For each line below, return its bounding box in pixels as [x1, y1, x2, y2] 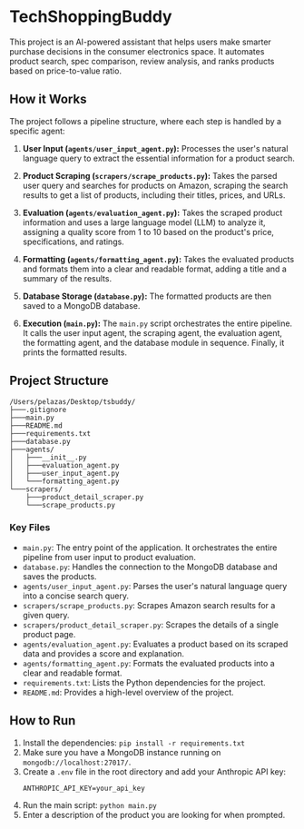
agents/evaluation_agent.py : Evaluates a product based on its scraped [22, 638, 289, 649]
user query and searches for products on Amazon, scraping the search [22, 180, 289, 191]
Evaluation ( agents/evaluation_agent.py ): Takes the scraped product [22, 207, 283, 218]
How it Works [9, 92, 87, 107]
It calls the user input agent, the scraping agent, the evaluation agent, [22, 327, 283, 338]
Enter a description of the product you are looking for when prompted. [22, 809, 286, 820]
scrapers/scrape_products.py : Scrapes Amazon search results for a [22, 599, 276, 610]
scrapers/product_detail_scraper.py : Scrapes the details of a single [22, 619, 279, 630]
